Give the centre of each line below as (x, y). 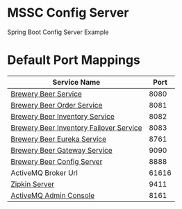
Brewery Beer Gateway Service (61, 150)
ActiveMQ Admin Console (53, 195)
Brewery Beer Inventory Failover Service (76, 128)
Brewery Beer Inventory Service (63, 116)
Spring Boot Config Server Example (58, 32)
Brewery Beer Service (46, 94)
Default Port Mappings (74, 60)
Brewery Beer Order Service (57, 105)
